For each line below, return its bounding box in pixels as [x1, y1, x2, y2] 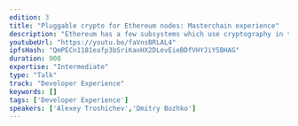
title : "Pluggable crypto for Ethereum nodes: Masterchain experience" [9, 21, 279, 30]
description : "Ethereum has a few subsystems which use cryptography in [9, 29, 284, 38]
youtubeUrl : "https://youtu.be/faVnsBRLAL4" [9, 37, 176, 47]
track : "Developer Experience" [9, 79, 125, 88]
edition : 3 [9, 12, 50, 22]
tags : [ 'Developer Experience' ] [9, 95, 129, 105]
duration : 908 [9, 54, 62, 63]
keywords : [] [9, 87, 58, 96]
